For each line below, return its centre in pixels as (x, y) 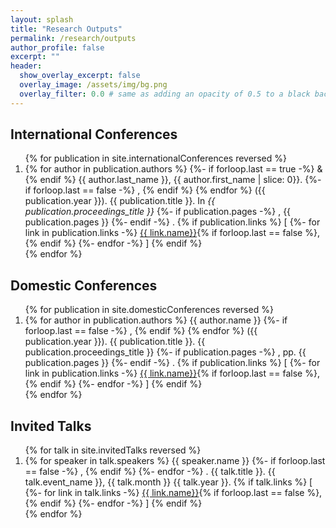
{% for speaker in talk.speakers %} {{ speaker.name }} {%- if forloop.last (175, 461)
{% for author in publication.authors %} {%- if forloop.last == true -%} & (173, 169)
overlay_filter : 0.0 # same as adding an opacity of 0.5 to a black (165, 94)
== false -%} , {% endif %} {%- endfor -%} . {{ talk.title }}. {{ (150, 472)
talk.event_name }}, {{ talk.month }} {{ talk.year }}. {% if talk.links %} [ (168, 482)
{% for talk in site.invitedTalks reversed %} (113, 450)
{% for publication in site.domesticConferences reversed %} (149, 310)
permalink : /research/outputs (73, 38)
